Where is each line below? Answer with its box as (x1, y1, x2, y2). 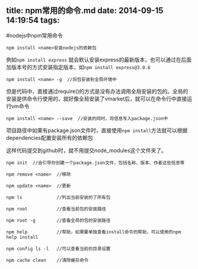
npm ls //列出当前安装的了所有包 (6, 194, 111, 201)
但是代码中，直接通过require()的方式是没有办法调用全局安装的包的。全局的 (6, 87, 189, 95)
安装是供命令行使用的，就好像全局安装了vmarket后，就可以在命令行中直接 (6, 95, 187, 102)
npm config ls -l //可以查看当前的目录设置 (6, 246, 111, 252)
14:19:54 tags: (6, 15, 60, 26)
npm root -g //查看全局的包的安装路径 (6, 217, 111, 223)
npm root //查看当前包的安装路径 (6, 206, 107, 212)
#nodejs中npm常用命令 (6, 32, 63, 39)
